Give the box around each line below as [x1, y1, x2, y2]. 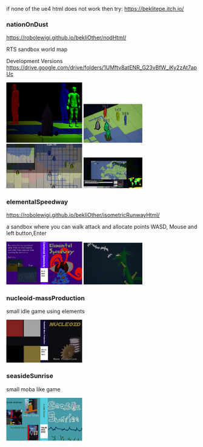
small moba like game [6, 385, 61, 393]
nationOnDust [6, 20, 48, 29]
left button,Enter [6, 230, 47, 237]
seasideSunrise [6, 372, 53, 380]
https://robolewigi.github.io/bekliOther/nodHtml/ [6, 34, 127, 41]
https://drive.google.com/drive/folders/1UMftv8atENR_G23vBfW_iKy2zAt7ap [6, 64, 197, 72]
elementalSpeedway [6, 198, 68, 206]
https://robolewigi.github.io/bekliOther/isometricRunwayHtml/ [6, 212, 160, 219]
